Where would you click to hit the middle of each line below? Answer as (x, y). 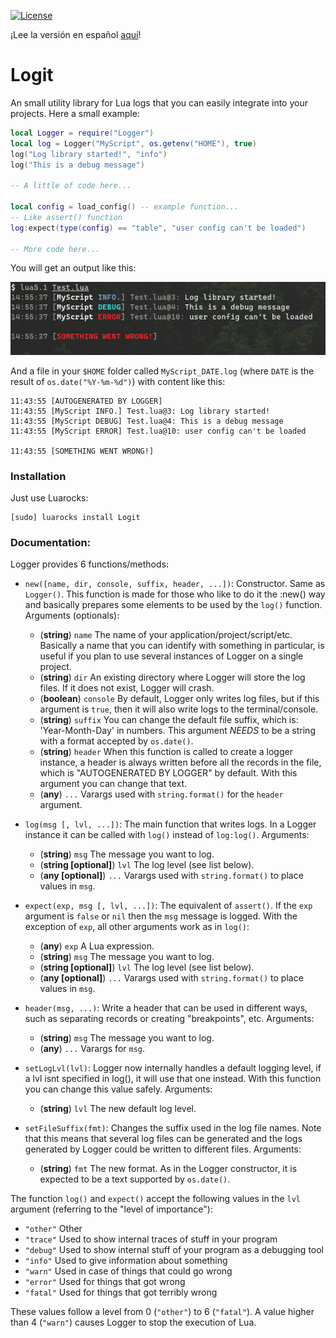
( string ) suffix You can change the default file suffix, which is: (169, 720)
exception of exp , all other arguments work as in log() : (137, 927)
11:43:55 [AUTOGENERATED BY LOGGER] (86, 401)
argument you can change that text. (113, 784)
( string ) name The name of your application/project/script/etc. (166, 635)
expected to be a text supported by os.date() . (135, 1179)
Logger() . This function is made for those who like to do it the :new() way (175, 594)
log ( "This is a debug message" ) (77, 165)
